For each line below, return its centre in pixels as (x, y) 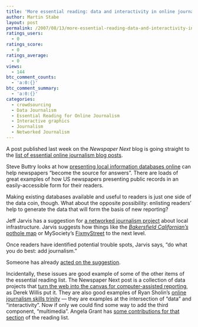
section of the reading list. (38, 317)
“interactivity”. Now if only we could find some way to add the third (87, 305)
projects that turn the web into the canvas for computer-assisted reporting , (97, 286)
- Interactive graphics (40, 121)
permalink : (19, 28)
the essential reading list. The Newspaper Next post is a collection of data (96, 280)
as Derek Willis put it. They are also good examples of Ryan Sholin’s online (96, 292)
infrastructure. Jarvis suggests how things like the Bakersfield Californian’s (97, 227)
